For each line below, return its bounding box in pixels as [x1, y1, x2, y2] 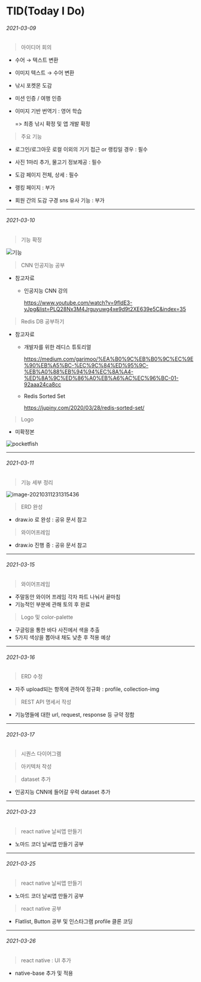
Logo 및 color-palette [20, 613, 74, 621]
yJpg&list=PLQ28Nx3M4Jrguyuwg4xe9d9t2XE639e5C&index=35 [23, 305, 187, 313]
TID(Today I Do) [6, 4, 85, 18]
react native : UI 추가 [20, 957, 72, 964]
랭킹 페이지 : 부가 [14, 184, 55, 191]
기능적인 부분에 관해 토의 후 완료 [14, 601, 90, 607]
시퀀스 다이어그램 [20, 750, 62, 758]
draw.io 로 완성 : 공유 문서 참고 [14, 516, 87, 523]
